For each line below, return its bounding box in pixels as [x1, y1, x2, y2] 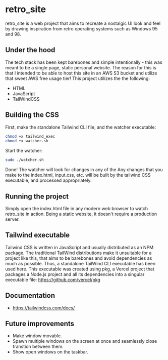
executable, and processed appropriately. [5, 177, 92, 183]
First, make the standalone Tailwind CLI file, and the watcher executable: [5, 124, 156, 130]
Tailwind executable [5, 231, 70, 239]
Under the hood [5, 46, 55, 54]
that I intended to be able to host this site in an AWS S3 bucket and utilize [5, 70, 157, 76]
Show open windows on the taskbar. [12, 349, 88, 355]
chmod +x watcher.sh [5, 138, 49, 144]
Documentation [5, 291, 55, 300]
